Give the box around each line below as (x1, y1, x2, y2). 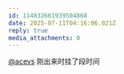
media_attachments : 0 (8, 33, 81, 42)
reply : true (8, 26, 48, 34)
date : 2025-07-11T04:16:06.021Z (8, 19, 116, 27)
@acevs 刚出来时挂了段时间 (8, 56, 100, 66)
